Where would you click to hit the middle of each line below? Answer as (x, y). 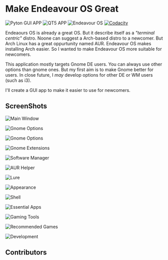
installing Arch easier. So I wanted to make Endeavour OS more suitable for (84, 49)
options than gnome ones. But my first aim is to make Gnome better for (79, 70)
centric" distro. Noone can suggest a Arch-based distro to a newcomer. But (84, 38)
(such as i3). (18, 80)
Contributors (26, 253)
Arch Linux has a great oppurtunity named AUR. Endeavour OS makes (78, 43)
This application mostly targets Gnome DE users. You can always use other (84, 64)
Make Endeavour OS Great (62, 9)
